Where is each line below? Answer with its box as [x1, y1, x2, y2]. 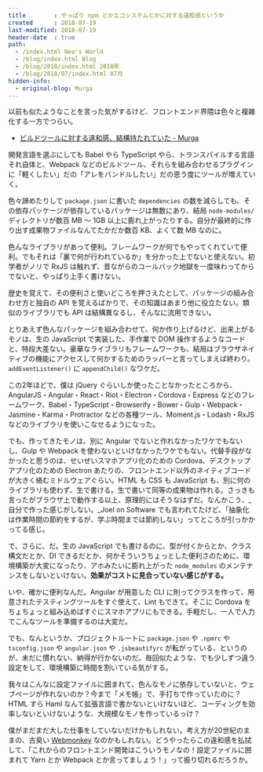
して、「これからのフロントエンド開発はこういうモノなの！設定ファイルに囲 [8, 745, 252, 755]
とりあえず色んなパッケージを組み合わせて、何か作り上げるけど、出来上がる [8, 325, 255, 334]
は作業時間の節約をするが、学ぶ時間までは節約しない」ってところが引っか [8, 515, 249, 524]
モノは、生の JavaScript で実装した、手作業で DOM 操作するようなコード [8, 334, 246, 344]
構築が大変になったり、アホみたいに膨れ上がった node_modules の [14, 561, 226, 570]
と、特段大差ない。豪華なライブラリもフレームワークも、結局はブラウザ [8, 344, 242, 354]
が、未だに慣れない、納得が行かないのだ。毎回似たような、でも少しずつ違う [8, 653, 256, 663]
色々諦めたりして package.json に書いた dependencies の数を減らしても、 [8, 196, 244, 206]
